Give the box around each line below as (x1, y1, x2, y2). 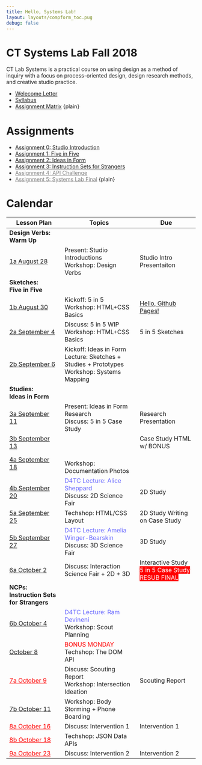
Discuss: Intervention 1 (64, 722, 130, 731)
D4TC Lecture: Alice (64, 477, 121, 485)
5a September (9, 509, 50, 517)
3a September (9, 410, 50, 418)
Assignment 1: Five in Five (14, 150, 79, 157)
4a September (9, 456, 50, 464)
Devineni (64, 615, 90, 624)
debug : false (6, 20, 39, 26)
